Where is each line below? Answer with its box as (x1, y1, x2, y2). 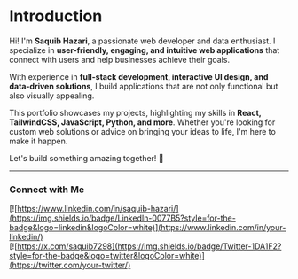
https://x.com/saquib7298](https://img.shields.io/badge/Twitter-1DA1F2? (17, 241, 282, 252)
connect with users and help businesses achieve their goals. (9, 54, 231, 65)
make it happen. (9, 136, 68, 146)
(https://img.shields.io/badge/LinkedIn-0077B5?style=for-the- (9, 213, 237, 223)
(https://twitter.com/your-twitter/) (9, 260, 131, 271)
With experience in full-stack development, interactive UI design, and (9, 71, 269, 81)
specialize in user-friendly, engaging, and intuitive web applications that (9, 44, 280, 55)
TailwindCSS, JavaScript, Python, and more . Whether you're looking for (9, 117, 276, 128)
